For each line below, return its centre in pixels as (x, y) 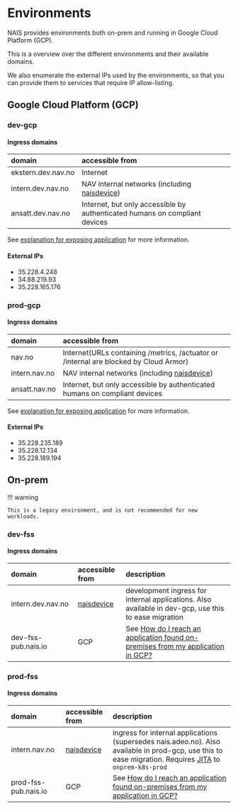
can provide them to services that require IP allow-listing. (91, 82)
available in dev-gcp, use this (175, 608)
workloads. (23, 516)
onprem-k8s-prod (140, 767)
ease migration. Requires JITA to (166, 760)
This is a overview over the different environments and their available (108, 54)
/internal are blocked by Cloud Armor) (126, 361)
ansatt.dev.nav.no (41, 213)
